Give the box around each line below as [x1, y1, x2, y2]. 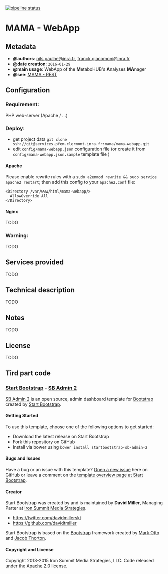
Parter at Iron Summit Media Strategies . [5, 505, 87, 511]
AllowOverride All [10, 194, 49, 199]
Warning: [5, 232, 29, 239]
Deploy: [5, 125, 25, 132]
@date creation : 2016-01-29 [12, 61, 71, 67]
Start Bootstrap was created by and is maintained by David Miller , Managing [5, 500, 163, 506]
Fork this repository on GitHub [12, 439, 75, 445]
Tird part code [5, 369, 51, 378]
